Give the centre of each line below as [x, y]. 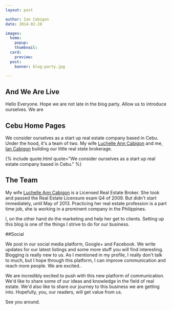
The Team [22, 180]
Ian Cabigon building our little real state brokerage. [59, 149]
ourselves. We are [24, 109]
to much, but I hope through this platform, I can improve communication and [85, 260]
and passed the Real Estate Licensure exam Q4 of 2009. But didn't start [81, 198]
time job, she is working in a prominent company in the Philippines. [76, 209]
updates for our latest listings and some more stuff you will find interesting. [84, 249]
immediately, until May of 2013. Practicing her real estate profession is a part [86, 203]
